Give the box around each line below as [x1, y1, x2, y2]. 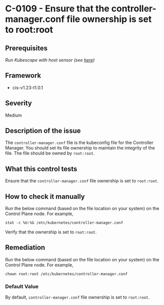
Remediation [5, 243, 46, 252]
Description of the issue [5, 127, 81, 135]
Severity [5, 99, 32, 107]
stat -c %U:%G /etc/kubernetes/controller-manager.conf [5, 221, 123, 226]
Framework [5, 72, 41, 80]
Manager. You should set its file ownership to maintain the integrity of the [5, 145, 155, 151]
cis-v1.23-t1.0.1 [12, 84, 43, 90]
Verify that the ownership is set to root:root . [5, 229, 97, 235]
